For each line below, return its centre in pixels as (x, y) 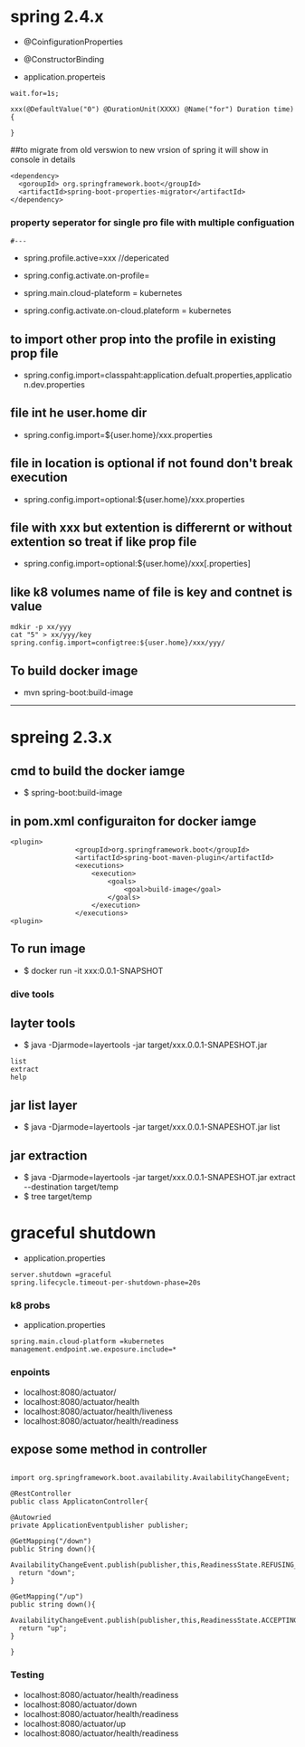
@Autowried (31, 1518)
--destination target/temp (71, 1187)
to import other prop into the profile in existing (143, 339)
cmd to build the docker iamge (98, 771)
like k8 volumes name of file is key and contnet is (152, 592)
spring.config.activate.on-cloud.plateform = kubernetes (127, 310)
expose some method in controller (109, 1450)
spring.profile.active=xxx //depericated (96, 258)
